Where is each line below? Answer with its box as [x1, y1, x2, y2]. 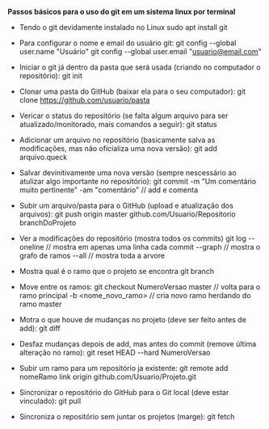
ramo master [19, 299, 62, 309]
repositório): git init [19, 71, 82, 80]
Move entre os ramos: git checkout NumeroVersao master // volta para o [19, 282, 261, 292]
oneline [19, 242, 44, 251]
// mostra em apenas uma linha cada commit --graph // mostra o [45, 242, 261, 251]
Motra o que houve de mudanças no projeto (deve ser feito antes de [19, 315, 247, 324]
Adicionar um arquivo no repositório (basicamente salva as [19, 135, 216, 145]
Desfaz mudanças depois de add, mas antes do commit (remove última [19, 339, 257, 348]
